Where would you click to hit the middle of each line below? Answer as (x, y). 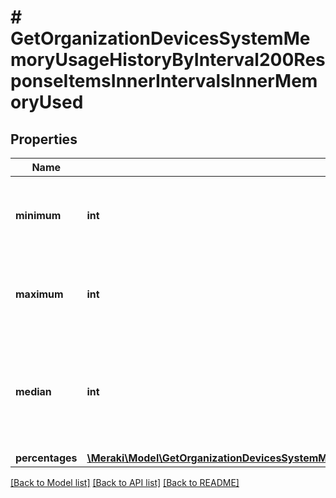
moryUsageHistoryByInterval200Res (168, 60)
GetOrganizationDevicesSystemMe (160, 38)
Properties (44, 139)
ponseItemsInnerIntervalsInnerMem (164, 81)
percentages (46, 458)
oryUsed (47, 102)
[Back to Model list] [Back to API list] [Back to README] (125, 482)
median (33, 391)
